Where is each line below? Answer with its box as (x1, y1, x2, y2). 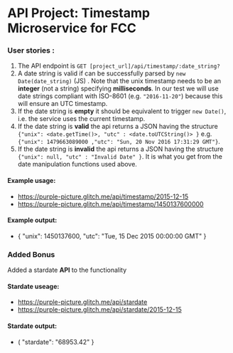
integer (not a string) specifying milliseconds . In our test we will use (17, 84, 219, 93)
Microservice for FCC (7, 20, 137, 36)
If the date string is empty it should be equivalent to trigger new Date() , (17, 107, 227, 115)
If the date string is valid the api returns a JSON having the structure (17, 122, 218, 131)
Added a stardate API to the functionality (7, 265, 127, 275)
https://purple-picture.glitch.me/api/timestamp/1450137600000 (17, 199, 204, 208)
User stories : (7, 46, 55, 56)
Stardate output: (7, 322, 58, 330)
